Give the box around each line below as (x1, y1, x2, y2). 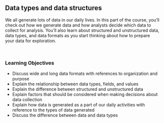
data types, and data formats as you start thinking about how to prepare (5, 32, 150, 38)
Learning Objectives (5, 59, 55, 66)
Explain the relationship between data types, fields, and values (12, 81, 139, 87)
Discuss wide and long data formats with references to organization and (12, 71, 158, 76)
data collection (12, 97, 43, 102)
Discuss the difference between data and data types (12, 112, 118, 118)
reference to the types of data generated (12, 107, 94, 113)
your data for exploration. (5, 38, 56, 44)
